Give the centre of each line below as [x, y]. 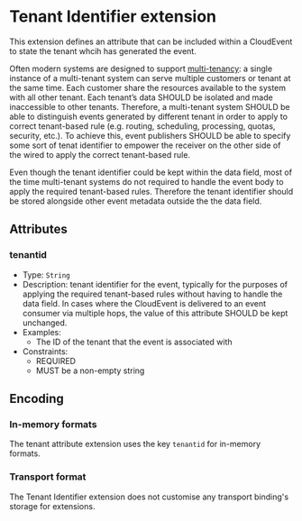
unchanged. [45, 323]
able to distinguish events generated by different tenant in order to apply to [149, 116]
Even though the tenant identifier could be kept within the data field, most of [151, 172]
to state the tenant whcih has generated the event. [103, 50]
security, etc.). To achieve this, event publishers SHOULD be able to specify [150, 135]
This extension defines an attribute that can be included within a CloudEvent [151, 41]
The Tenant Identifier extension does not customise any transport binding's [149, 497]
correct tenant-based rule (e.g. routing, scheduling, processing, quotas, [142, 126]
